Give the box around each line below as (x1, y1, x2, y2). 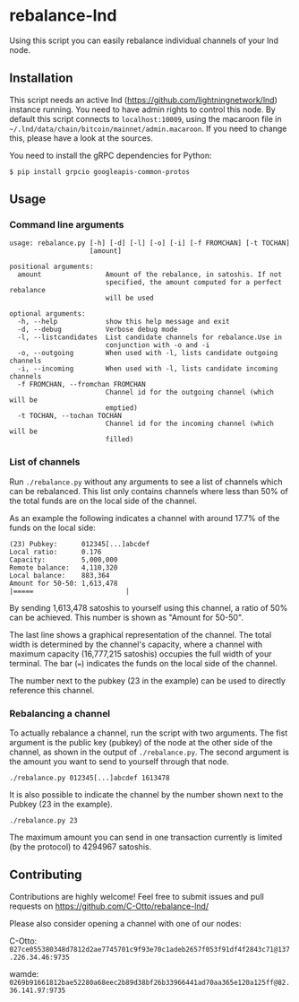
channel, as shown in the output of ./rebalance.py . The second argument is (9, 746, 289, 758)
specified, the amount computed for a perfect (105, 278, 282, 287)
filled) (105, 435, 134, 444)
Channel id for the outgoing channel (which (105, 388, 275, 397)
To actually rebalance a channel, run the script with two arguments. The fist (9, 728, 288, 738)
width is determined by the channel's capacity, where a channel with (9, 639, 263, 649)
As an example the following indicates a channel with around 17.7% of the (9, 512, 280, 523)
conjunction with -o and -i (105, 341, 210, 350)
